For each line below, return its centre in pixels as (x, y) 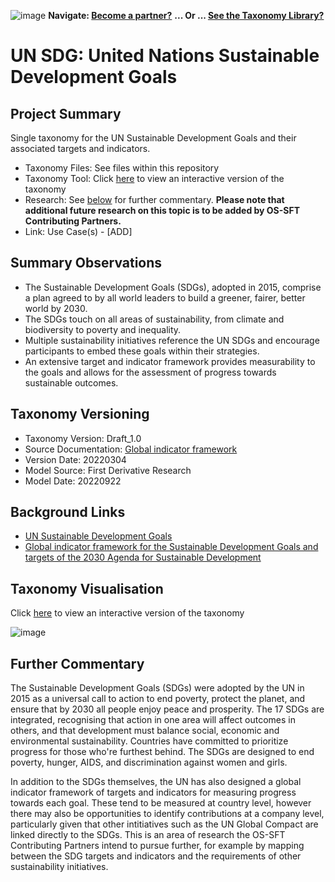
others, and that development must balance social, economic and (145, 731)
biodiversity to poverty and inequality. (103, 329)
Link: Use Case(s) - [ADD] (78, 231)
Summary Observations (86, 263)
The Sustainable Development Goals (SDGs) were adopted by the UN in (157, 688)
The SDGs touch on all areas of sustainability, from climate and (154, 319)
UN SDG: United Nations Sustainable (165, 56)
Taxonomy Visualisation (87, 588)
